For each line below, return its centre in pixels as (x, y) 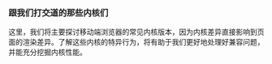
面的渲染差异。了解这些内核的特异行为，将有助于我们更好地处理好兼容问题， (136, 42)
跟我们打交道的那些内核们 (58, 12)
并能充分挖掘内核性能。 (47, 52)
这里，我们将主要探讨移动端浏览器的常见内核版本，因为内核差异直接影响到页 (136, 32)
